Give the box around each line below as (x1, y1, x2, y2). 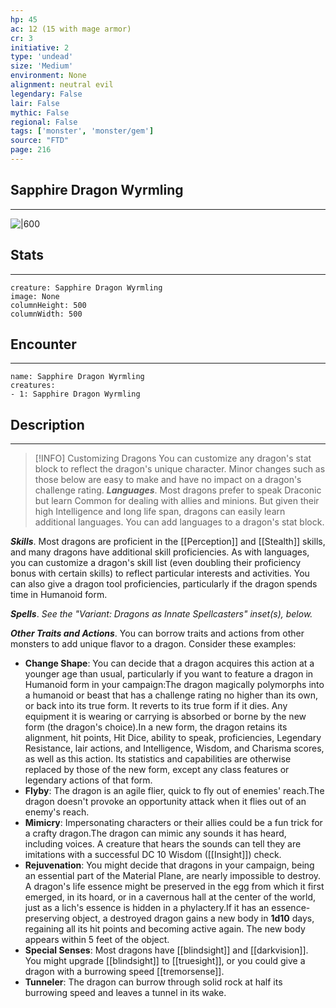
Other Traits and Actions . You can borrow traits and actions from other (10, 627, 305, 640)
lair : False (10, 98, 60, 108)
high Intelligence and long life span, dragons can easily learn (34, 506, 286, 518)
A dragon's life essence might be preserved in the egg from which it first (24, 881, 325, 893)
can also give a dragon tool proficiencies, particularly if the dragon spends (10, 578, 318, 590)
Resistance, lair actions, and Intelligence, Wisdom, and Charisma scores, (24, 742, 325, 755)
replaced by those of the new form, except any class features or (24, 764, 290, 776)
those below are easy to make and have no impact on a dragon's (34, 474, 302, 486)
